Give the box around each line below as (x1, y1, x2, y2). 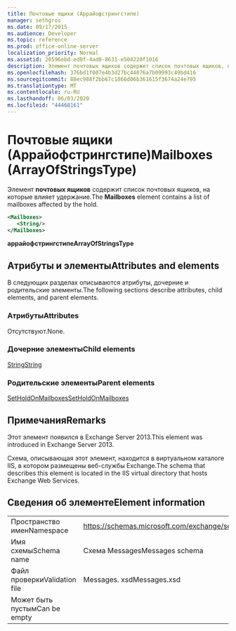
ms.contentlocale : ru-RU (7, 89, 80, 96)
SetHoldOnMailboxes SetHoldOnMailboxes (7, 394, 129, 403)
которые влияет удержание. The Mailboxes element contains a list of (7, 193, 210, 201)
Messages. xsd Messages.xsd (83, 574, 181, 584)
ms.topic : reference (7, 37, 68, 44)
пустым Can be (11, 604, 61, 613)
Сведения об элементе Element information (7, 497, 206, 509)
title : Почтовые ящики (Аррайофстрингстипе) (7, 10, 140, 18)
